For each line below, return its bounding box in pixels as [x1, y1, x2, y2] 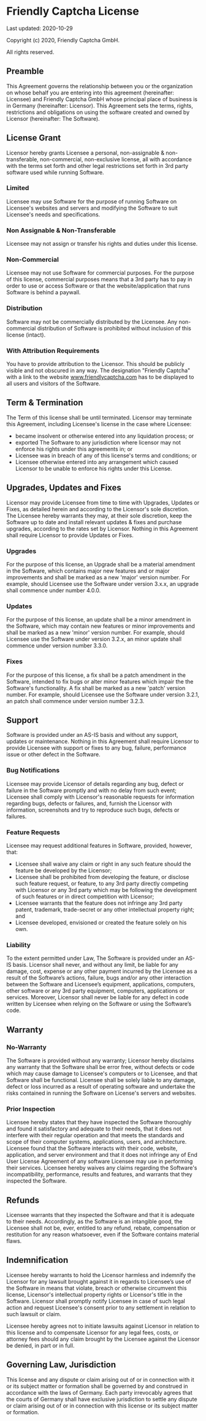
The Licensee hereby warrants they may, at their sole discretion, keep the [6, 512, 192, 519]
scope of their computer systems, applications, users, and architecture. [6, 1138, 187, 1146]
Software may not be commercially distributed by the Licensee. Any [6, 318, 178, 326]
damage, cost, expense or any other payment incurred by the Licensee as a [6, 967, 197, 975]
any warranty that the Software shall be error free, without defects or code [6, 1063, 195, 1070]
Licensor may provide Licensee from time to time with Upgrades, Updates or [6, 498, 200, 506]
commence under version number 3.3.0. [6, 642, 108, 649]
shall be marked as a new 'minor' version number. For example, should [6, 629, 185, 636]
